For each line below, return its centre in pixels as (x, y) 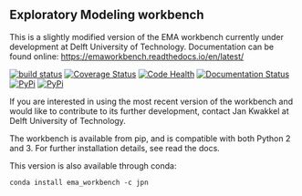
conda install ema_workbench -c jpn (79, 182)
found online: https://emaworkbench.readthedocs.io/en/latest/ (127, 56)
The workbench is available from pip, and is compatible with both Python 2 (150, 138)
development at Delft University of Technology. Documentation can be (142, 46)
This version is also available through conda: (93, 165)
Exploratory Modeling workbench (107, 15)
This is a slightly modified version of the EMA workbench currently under (147, 36)
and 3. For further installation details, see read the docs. (115, 148)
